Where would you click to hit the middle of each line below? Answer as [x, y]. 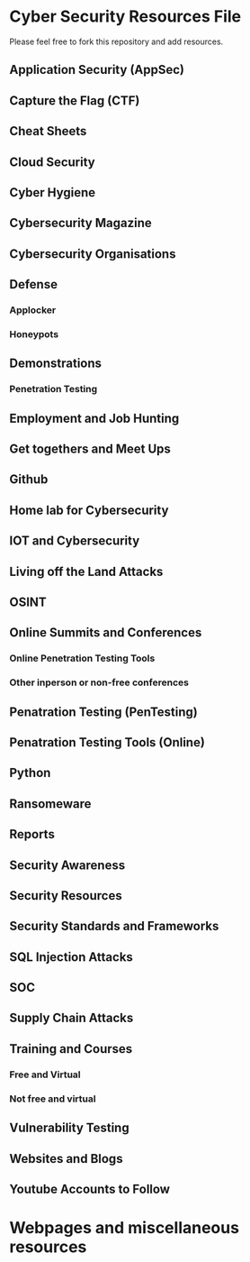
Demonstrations [55, 364]
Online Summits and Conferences [106, 633]
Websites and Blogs [66, 1159]
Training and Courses [71, 1049]
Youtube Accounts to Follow [90, 1189]
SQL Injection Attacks [71, 957]
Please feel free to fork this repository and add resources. [116, 41]
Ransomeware [50, 804]
